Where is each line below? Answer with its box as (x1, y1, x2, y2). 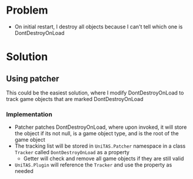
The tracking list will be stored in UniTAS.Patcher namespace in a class (14, 142, 186, 149)
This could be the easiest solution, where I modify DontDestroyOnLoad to (6, 89, 184, 96)
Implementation (6, 110, 53, 118)
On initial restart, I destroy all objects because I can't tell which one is (14, 23, 183, 30)
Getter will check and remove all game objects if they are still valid (23, 155, 184, 162)
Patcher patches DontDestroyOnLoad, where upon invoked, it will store (14, 123, 187, 131)
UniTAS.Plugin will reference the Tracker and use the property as (14, 161, 172, 168)
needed (14, 168, 34, 175)
